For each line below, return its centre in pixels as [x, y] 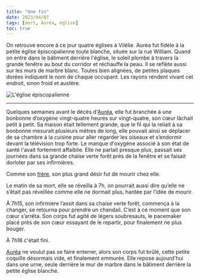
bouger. [16, 229]
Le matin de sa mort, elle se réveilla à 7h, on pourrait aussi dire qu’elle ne [96, 186]
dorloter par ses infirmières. [40, 163]
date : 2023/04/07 [28, 17]
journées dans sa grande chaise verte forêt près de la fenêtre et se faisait [96, 156]
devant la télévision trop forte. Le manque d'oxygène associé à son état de [98, 144]
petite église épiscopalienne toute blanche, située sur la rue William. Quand [99, 52]
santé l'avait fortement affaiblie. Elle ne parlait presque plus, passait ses [94, 150]
